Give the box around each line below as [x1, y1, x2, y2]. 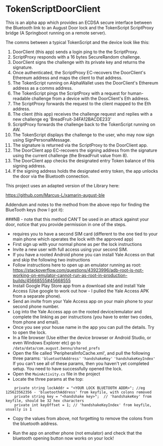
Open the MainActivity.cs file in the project [12, 371, 100, 377]
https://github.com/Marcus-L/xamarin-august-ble [5, 192, 105, 198]
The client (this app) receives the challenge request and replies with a [12, 111, 153, 117]
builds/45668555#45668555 [12, 277, 71, 284]
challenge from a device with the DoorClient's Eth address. [31, 95, 150, 101]
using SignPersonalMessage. [12, 137, 71, 142]
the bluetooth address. [12, 421, 58, 426]
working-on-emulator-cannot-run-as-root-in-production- [12, 272, 128, 278]
